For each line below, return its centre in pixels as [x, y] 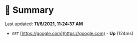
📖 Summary [29, 10]
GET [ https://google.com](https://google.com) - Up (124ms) [72, 33]
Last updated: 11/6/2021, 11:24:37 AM [44, 24]
